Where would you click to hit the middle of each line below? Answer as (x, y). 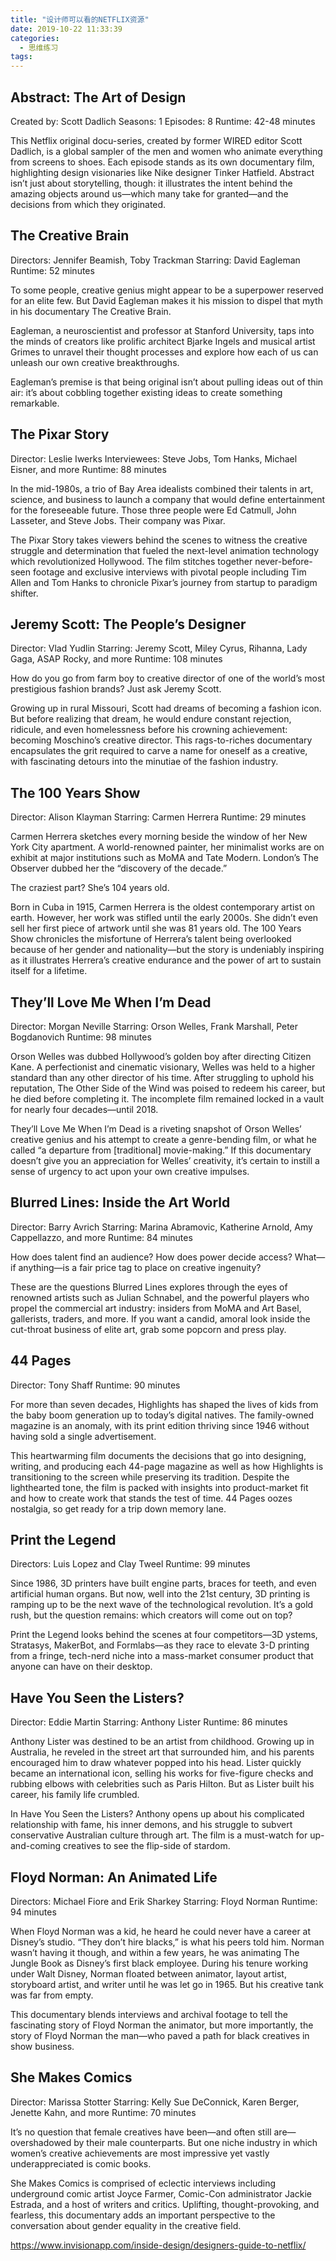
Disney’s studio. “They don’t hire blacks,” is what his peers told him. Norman (167, 1942)
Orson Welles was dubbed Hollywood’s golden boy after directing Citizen (161, 1056)
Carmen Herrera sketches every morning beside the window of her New (159, 837)
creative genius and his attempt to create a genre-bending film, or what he (164, 1139)
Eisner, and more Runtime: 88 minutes (88, 469)
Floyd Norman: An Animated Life (114, 1877)
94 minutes (33, 1912)
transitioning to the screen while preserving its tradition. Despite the (150, 1477)
